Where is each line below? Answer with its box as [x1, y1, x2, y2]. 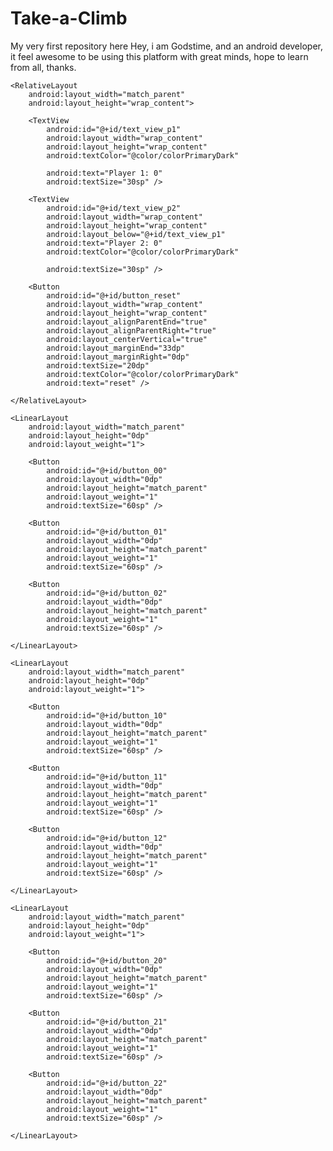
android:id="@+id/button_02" [46, 588, 168, 598]
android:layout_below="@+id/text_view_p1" [46, 229, 226, 239]
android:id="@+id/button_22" [46, 1078, 168, 1088]
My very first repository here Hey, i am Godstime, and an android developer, [10, 40, 323, 52]
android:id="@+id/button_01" [46, 527, 168, 537]
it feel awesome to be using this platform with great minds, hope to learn [10, 50, 309, 62]
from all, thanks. [10, 61, 77, 73]
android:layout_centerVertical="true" [46, 334, 208, 344]
